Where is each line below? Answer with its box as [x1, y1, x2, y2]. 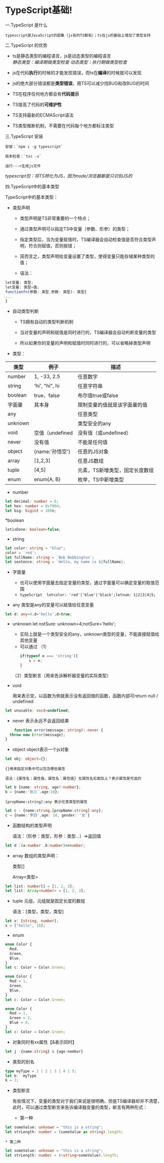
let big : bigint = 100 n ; [5, 508, 57, 514]
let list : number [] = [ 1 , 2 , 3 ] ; [5, 884, 75, 889]
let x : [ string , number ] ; [5, 919, 59, 924]
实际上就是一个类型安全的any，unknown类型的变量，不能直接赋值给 [19, 631, 160, 637]
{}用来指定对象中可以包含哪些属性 [5, 767, 66, 772]
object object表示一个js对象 [12, 747, 69, 753]
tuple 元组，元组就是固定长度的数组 [12, 898, 85, 904]
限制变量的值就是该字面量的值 [78, 401, 148, 408]
